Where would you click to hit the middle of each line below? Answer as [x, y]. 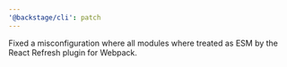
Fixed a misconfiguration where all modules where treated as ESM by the [143, 43]
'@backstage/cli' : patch [55, 17]
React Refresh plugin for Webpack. [73, 52]
